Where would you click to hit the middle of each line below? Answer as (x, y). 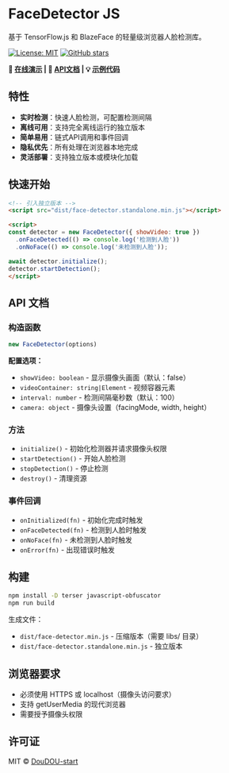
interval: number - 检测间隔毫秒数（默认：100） (99, 397)
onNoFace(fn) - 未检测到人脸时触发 (76, 539)
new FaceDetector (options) (53, 345)
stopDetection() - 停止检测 (64, 469)
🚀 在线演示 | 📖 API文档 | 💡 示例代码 (64, 69)
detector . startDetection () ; (55, 269)
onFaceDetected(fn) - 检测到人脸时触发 (83, 530)
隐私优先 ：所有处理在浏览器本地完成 (79, 147)
